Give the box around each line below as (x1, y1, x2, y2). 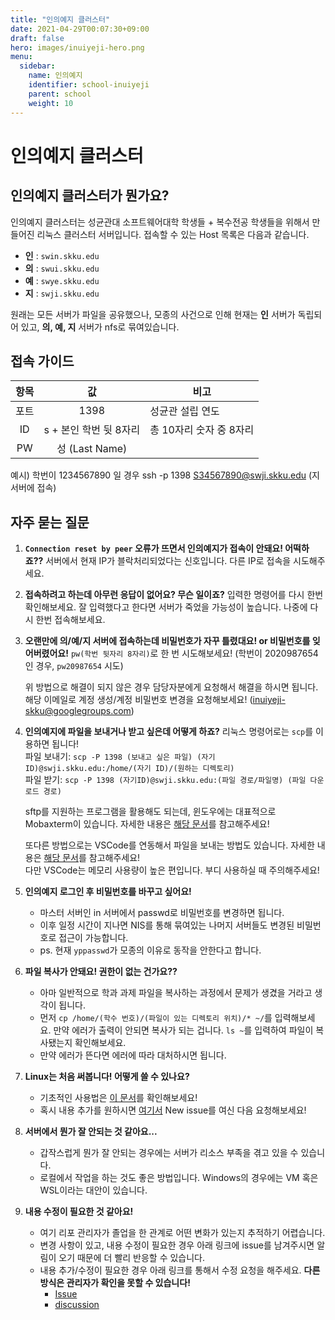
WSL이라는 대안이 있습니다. (39, 1184, 148, 1196)
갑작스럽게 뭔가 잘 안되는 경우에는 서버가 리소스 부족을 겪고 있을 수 (39, 1147, 299, 1159)
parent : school (28, 89, 92, 99)
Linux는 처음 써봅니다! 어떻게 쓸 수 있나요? (24, 1071, 190, 1083)
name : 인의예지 (28, 71, 83, 81)
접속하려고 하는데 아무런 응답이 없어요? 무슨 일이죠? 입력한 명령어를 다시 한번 (24, 589, 324, 601)
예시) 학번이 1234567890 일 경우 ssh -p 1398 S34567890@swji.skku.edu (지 (10, 469, 320, 481)
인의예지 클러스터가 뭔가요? (10, 187, 170, 205)
